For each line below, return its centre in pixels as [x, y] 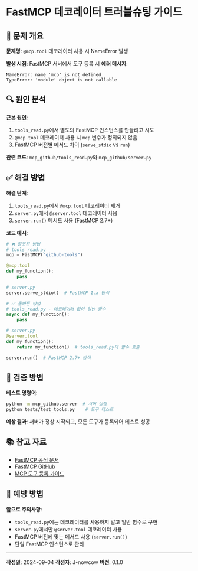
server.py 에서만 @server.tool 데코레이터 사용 [68, 529]
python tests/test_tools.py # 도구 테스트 [60, 410]
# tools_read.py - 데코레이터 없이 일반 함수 [56, 309]
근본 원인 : [17, 117]
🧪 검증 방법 [25, 378]
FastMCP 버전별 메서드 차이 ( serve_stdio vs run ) [72, 145]
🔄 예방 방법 [25, 494]
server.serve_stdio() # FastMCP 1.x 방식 [58, 293]
